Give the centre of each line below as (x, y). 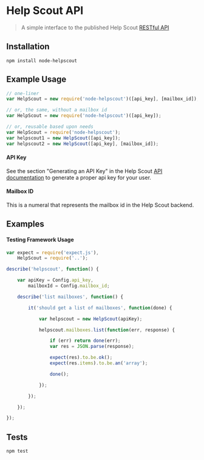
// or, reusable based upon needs (50, 127)
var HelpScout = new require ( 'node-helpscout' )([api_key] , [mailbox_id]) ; (103, 99)
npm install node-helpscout (42, 61)
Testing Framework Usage (40, 239)
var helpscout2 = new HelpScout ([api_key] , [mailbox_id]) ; (83, 144)
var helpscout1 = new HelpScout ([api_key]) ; (63, 138)
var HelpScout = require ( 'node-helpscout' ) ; (63, 132)
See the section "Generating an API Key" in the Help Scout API (84, 171)
